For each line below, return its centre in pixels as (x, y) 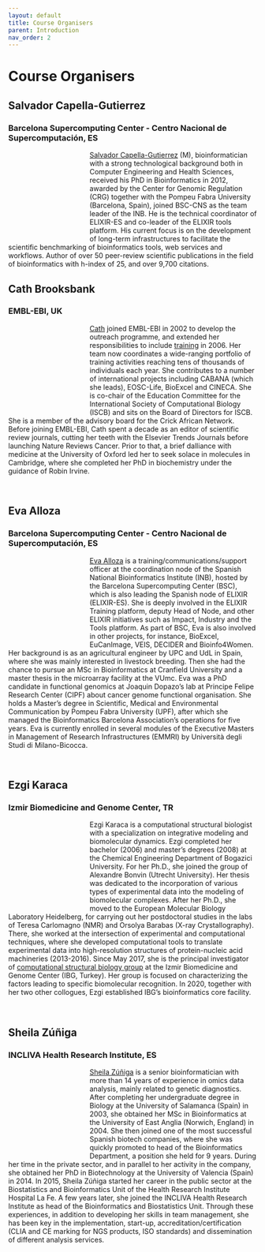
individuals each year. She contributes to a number (172, 370)
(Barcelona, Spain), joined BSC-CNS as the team (168, 205)
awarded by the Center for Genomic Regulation (166, 189)
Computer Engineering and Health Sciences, (162, 172)
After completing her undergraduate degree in (164, 1097)
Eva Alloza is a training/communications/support (168, 560)
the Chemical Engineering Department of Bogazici (171, 858)
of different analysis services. (56, 1239)
